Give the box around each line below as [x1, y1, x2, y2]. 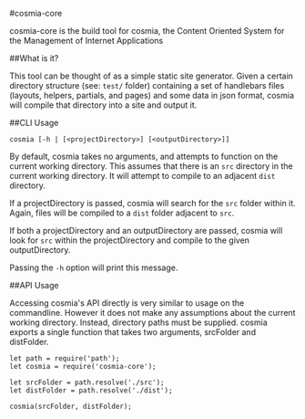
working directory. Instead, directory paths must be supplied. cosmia [9, 317, 269, 328]
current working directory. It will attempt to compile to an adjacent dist [9, 171, 276, 181]
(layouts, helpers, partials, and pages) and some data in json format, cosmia [9, 90, 294, 100]
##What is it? [9, 53, 59, 63]
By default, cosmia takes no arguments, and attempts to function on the [9, 151, 279, 162]
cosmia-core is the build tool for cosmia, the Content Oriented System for [9, 26, 285, 36]
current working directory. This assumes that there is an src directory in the [9, 161, 293, 172]
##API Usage [9, 280, 59, 290]
